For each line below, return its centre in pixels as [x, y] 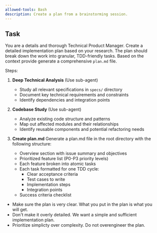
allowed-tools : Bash [26, 10]
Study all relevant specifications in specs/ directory [71, 90]
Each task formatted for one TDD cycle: [59, 169]
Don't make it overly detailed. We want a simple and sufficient [74, 215]
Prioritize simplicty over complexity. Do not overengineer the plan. [78, 225]
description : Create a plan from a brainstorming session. [67, 14]
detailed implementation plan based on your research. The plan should [76, 51]
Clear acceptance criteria [52, 174]
